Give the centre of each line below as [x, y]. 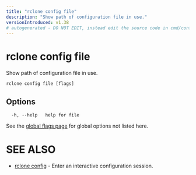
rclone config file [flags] [40, 84]
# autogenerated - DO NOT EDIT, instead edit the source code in [87, 28]
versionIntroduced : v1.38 [37, 22]
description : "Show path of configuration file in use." [77, 17]
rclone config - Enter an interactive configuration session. [84, 166]
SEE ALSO [31, 150]
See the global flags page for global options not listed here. [77, 126]
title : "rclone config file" [41, 11]
